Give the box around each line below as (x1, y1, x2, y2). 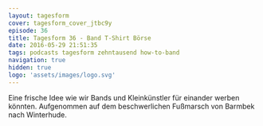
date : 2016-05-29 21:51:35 (8, 41, 98, 49)
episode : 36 (8, 26, 48, 34)
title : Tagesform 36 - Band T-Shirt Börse (8, 33, 151, 42)
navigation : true (8, 57, 66, 65)
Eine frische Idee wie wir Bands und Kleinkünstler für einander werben (8, 93, 240, 102)
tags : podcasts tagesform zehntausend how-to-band (8, 49, 180, 57)
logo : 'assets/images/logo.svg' (8, 71, 116, 79)
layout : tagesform (8, 11, 69, 20)
